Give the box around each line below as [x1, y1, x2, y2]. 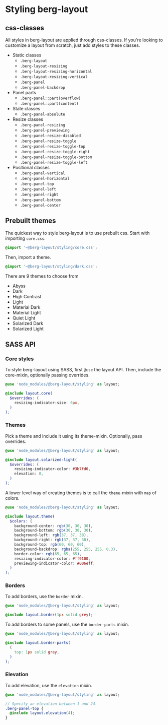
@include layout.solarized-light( [5, 457, 78, 462]
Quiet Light [12, 315, 36, 321]
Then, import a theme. [5, 254, 51, 260]
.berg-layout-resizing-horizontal [20, 69, 92, 74]
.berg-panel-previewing [20, 128, 70, 133]
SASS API [5, 340, 36, 349]
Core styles [5, 355, 34, 362]
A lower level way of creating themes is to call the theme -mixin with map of [5, 490, 157, 496]
